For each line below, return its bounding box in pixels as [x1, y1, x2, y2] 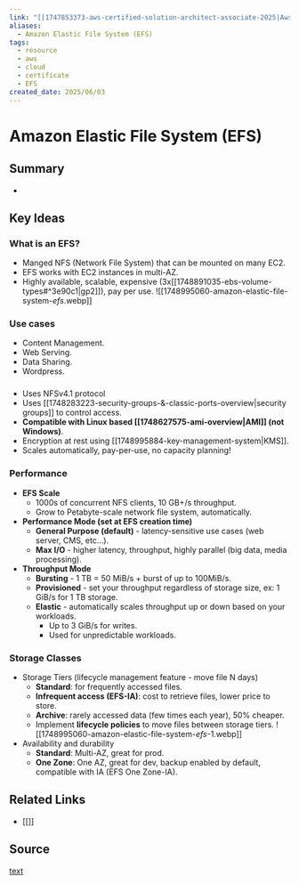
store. [35, 701, 58, 710]
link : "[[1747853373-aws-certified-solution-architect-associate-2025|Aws [9, 12, 293, 22]
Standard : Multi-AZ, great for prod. [35, 748, 165, 758]
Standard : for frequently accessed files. [35, 682, 182, 692]
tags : [9, 37, 29, 47]
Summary [9, 161, 65, 176]
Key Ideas [9, 210, 65, 225]
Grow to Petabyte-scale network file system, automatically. [35, 507, 252, 517]
